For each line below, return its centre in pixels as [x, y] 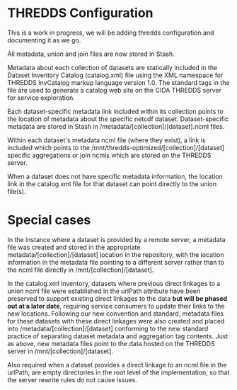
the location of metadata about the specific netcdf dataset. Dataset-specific [118, 119]
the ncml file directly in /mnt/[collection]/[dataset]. [81, 270]
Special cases [49, 220]
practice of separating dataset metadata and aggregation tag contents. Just [118, 336]
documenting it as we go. [44, 40]
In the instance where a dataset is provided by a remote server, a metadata [116, 239]
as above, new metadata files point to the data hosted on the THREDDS [111, 343]
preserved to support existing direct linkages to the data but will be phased [117, 298]
